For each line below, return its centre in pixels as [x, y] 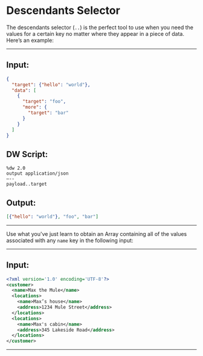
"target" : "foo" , [44, 102]
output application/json [37, 173]
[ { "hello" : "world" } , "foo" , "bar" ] [52, 217]
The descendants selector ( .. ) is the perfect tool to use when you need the [100, 27]
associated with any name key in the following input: [70, 240]
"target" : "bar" [48, 113]
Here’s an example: [30, 40]
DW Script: [27, 154]
